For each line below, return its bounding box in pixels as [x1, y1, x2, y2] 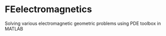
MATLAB [5, 25, 23, 31]
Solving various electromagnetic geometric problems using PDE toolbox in [5, 20, 161, 26]
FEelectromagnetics [5, 4, 92, 15]
